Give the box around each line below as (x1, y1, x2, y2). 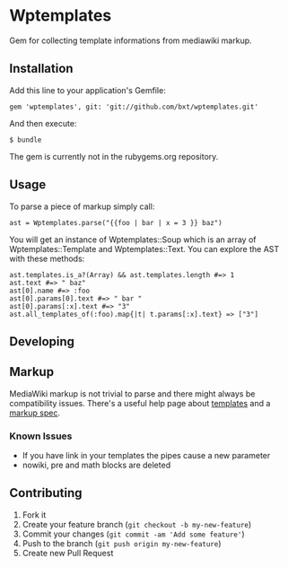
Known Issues (9, 430, 73, 442)
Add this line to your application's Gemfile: (9, 84, 166, 95)
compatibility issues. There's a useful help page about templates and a (9, 397, 271, 408)
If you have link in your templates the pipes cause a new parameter (22, 450, 271, 461)
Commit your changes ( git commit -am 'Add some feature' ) (22, 528, 245, 539)
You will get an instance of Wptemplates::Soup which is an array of (9, 234, 257, 245)
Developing (9, 334, 74, 349)
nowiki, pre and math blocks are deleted (22, 459, 171, 471)
